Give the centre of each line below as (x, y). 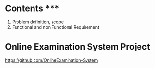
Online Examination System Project (78, 47)
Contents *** (32, 8)
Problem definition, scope (38, 22)
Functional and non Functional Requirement (56, 27)
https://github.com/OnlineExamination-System (52, 60)
